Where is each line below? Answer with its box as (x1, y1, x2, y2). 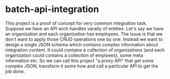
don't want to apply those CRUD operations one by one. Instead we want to (5, 36, 163, 42)
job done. (5, 68, 25, 74)
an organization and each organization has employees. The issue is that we (5, 31, 163, 37)
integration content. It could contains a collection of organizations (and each (5, 47, 165, 53)
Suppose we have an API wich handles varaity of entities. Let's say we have (5, 25, 164, 31)
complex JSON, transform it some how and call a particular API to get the (5, 63, 158, 69)
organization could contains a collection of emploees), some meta (5, 52, 144, 58)
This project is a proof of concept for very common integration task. (5, 20, 147, 26)
